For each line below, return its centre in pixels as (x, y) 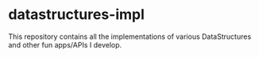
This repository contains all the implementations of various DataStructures (130, 36)
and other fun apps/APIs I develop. (65, 44)
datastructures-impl (77, 15)
